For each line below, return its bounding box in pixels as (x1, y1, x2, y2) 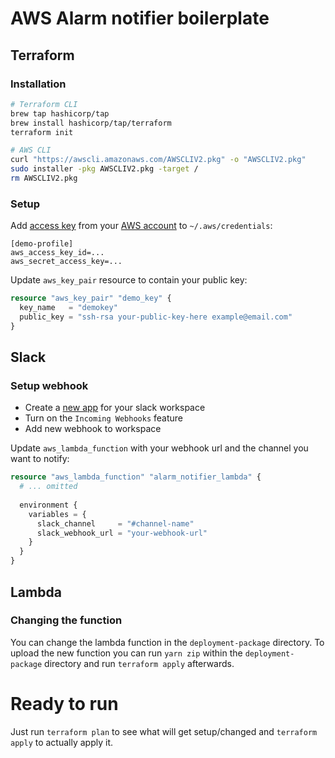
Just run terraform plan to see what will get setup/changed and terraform (10, 725, 318, 737)
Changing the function (10, 613, 123, 627)
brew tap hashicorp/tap (10, 108, 110, 119)
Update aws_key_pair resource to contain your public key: (10, 274, 248, 286)
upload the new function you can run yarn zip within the (10, 647, 243, 659)
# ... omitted (19, 482, 78, 492)
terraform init (10, 127, 74, 137)
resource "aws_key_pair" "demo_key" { (10, 293, 172, 304)
